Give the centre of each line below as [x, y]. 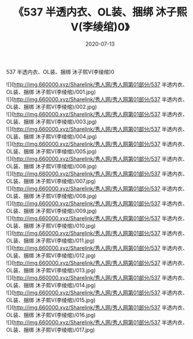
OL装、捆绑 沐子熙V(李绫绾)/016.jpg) [51, 315]
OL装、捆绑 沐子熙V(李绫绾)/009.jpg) [52, 211]
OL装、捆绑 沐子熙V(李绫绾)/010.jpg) [51, 225]
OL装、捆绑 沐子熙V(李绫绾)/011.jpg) [51, 240]
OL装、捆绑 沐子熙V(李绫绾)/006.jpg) [52, 166]
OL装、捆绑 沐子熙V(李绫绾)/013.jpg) [51, 270]
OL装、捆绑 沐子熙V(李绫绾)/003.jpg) [52, 121]
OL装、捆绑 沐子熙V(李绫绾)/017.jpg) [51, 329]
